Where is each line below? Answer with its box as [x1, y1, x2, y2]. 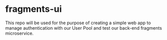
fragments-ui [5, 3, 62, 15]
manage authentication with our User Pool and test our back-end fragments [5, 25, 162, 31]
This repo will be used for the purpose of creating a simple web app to [5, 20, 151, 26]
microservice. [5, 30, 34, 36]
